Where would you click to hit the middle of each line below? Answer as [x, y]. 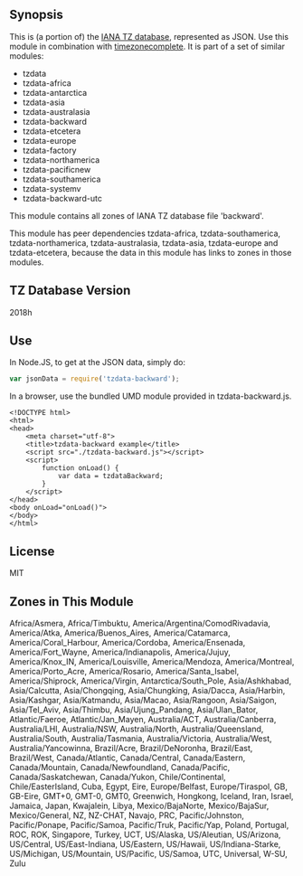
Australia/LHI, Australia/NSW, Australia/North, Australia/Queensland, [137, 729]
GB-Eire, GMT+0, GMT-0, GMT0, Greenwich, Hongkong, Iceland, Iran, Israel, [151, 796]
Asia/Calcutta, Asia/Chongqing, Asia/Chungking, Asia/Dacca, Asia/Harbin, [147, 690]
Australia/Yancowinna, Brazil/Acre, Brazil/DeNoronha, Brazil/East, [131, 748]
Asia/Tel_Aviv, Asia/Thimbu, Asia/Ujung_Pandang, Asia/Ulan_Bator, [134, 710]
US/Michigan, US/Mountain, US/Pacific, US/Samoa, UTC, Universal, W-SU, [148, 853]
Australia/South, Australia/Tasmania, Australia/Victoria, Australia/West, [141, 738]
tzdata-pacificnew [57, 169]
